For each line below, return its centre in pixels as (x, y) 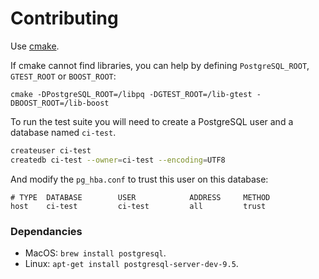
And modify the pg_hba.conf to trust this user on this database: (139, 179)
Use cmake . (35, 46)
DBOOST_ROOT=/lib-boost (60, 103)
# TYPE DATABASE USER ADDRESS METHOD (140, 197)
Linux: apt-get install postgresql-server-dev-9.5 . (131, 263)
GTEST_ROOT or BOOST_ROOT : (63, 76)
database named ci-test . (63, 132)
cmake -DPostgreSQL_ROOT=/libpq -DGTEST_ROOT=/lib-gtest (131, 94)
